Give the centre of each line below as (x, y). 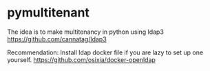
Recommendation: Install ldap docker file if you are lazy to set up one (105, 52)
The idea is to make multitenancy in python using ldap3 (85, 32)
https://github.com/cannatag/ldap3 (57, 39)
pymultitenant (48, 13)
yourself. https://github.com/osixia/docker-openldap (82, 59)
